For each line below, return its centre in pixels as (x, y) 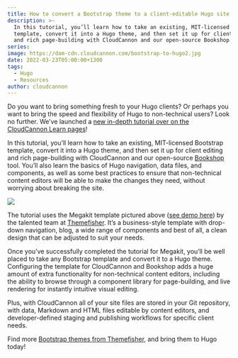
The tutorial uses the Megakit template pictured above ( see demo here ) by (116, 215)
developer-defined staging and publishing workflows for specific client (110, 318)
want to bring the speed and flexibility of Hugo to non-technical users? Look (119, 114)
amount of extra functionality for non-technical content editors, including (114, 274)
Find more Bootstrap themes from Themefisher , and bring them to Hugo (112, 339)
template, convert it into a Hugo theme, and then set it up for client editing (115, 150)
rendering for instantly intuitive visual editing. (73, 289)
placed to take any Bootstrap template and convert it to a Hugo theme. (110, 259)
